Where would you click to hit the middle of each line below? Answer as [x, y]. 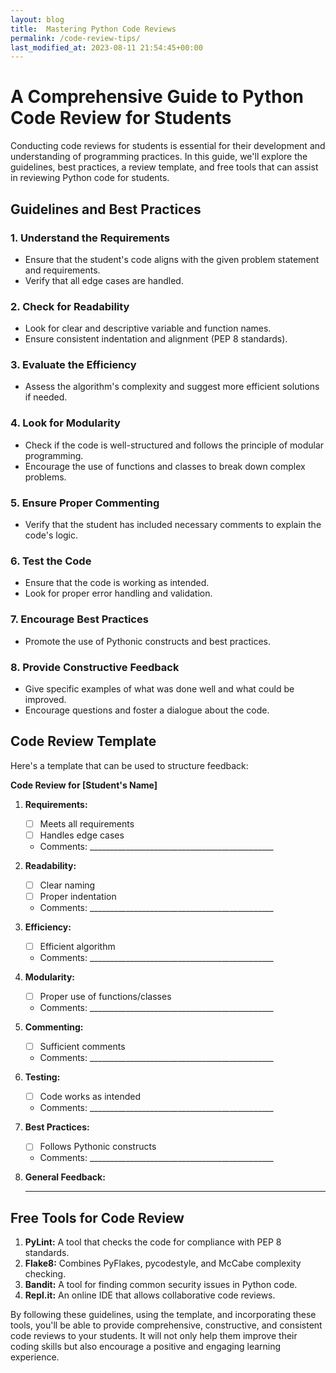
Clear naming [67, 885]
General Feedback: [65, 1177]
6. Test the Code [51, 561]
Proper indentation [78, 896]
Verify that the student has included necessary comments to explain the [173, 525]
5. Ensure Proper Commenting [85, 503]
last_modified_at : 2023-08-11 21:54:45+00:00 [106, 47]
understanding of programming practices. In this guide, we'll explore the [159, 157]
